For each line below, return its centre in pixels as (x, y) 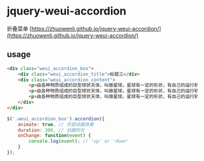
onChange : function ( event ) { (54, 136)
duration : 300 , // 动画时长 (51, 130)
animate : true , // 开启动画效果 (56, 124)
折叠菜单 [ (19, 28)
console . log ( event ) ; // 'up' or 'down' (79, 141)
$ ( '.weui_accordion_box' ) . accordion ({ (56, 119)
